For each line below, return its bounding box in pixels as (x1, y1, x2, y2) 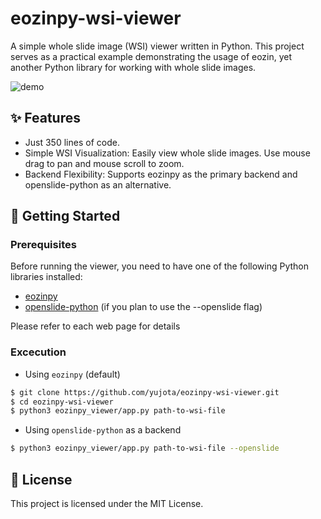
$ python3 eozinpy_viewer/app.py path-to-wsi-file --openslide (10, 443, 280, 454)
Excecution (10, 345, 67, 359)
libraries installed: (10, 271, 83, 283)
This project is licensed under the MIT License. (10, 498, 204, 510)
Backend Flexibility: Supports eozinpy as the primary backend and (24, 168, 298, 180)
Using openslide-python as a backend (24, 424, 182, 436)
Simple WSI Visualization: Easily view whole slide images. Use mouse (24, 147, 311, 159)
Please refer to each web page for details (10, 320, 181, 332)
